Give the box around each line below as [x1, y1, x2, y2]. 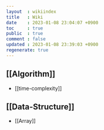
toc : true [6, 25, 43, 31]
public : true [6, 31, 43, 37]
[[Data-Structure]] [6, 102, 75, 112]
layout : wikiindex [6, 8, 57, 15]
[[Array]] [14, 118, 36, 125]
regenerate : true [6, 47, 49, 53]
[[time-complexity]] [14, 84, 62, 92]
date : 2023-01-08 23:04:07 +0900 [6, 19, 99, 25]
